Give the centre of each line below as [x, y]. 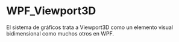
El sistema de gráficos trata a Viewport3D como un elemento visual [90, 27]
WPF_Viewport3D [51, 11]
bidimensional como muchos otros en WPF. [60, 33]
